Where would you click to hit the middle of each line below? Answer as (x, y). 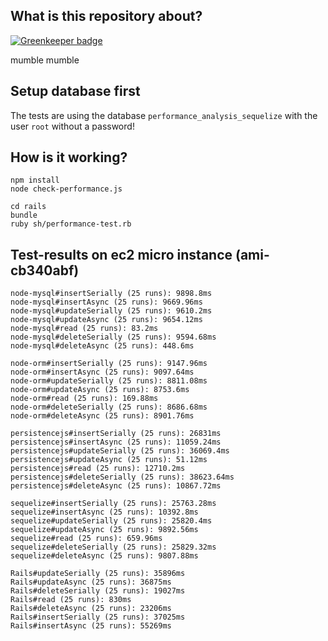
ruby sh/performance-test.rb (71, 224)
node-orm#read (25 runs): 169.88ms (84, 399)
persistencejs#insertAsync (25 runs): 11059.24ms (116, 442)
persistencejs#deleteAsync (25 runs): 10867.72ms (116, 486)
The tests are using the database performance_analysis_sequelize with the (164, 115)
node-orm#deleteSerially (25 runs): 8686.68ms (109, 407)
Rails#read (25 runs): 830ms (71, 600)
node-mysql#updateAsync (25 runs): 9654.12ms (106, 320)
